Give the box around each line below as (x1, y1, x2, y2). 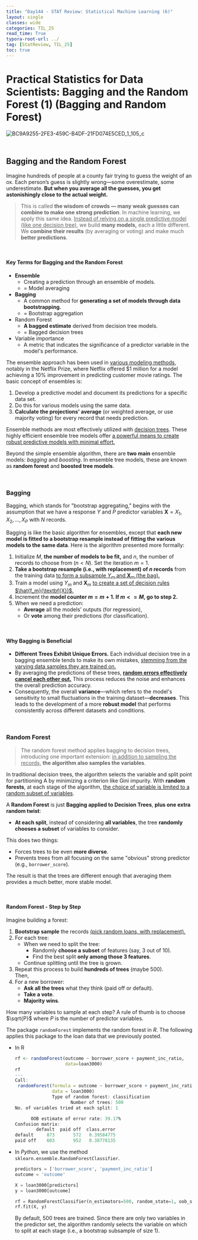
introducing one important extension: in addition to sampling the (20, 753, 177, 760)
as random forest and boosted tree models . (6, 462, 115, 469)
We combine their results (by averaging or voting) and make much (20, 227, 184, 234)
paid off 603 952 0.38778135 (14, 1138, 116, 1144)
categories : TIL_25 (6, 25, 54, 31)
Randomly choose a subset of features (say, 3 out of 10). (32, 947, 171, 954)
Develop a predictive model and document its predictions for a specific (14, 389, 187, 396)
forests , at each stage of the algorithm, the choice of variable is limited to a (6, 783, 190, 790)
